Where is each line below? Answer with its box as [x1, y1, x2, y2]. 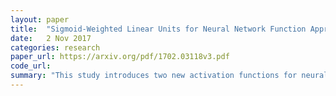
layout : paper [10, 14, 70, 25]
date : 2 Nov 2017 [10, 33, 92, 43]
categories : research [10, 42, 101, 53]
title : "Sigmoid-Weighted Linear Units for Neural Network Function [10, 24, 307, 34]
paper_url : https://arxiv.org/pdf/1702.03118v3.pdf [10, 52, 230, 62]
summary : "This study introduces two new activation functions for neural [10, 71, 329, 81]
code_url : [10, 61, 52, 71]
